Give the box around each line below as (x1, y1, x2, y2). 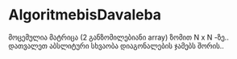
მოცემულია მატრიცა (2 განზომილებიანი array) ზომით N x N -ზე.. (8, 32, 230, 42)
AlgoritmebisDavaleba (8, 6, 162, 24)
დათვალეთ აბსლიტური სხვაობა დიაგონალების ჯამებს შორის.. (8, 40, 224, 50)
